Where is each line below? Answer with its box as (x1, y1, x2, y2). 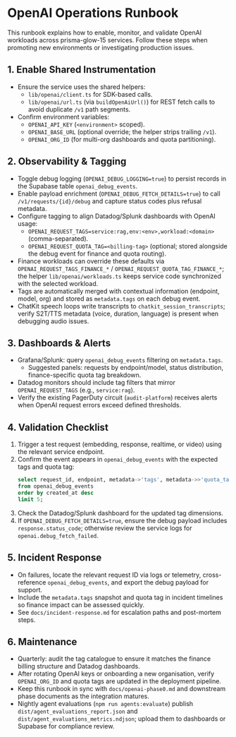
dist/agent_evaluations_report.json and (17, 707, 138, 716)
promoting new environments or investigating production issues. (7, 43, 194, 52)
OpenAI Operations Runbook (7, 5, 179, 21)
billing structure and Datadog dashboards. (17, 662, 140, 671)
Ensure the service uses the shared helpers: (17, 83, 146, 91)
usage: (17, 219, 38, 227)
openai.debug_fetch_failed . (17, 531, 99, 539)
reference (17, 577, 46, 587)
